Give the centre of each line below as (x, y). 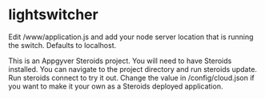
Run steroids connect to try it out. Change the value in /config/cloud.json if (131, 77)
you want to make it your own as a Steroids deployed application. (116, 86)
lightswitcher (53, 15)
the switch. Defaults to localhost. (62, 45)
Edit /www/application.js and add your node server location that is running (131, 37)
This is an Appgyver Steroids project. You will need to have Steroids (120, 61)
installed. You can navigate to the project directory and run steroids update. (133, 69)
